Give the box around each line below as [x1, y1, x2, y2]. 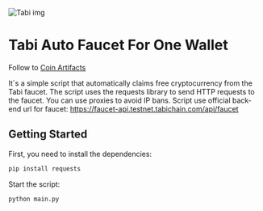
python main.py [8, 195, 60, 203]
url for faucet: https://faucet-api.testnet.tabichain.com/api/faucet [23, 103, 239, 113]
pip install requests [8, 164, 81, 173]
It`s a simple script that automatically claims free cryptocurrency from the [8, 78, 253, 88]
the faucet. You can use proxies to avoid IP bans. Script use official [8, 95, 232, 105]
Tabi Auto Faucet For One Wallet [8, 36, 228, 54]
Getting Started [8, 128, 88, 141]
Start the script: [8, 179, 61, 189]
